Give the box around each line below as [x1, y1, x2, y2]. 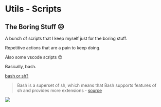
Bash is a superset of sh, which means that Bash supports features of [17, 82, 157, 88]
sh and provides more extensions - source [17, 88, 102, 93]
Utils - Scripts [5, 3, 62, 15]
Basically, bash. [5, 64, 36, 69]
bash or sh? [5, 73, 29, 78]
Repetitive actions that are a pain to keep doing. [5, 45, 101, 50]
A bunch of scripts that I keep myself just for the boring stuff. [5, 35, 127, 41]
